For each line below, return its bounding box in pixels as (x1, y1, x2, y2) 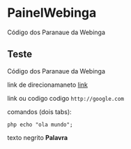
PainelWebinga (7, 5, 97, 21)
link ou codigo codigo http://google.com (7, 94, 124, 102)
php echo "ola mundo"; (7, 121, 73, 128)
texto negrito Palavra (7, 133, 68, 141)
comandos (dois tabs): (7, 107, 72, 116)
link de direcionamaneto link (7, 80, 88, 89)
